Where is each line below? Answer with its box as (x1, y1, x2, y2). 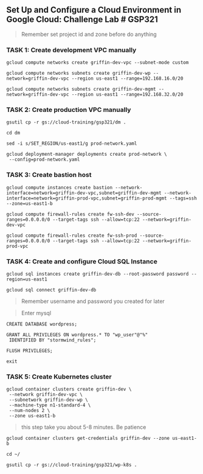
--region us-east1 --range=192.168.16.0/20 (71, 75, 184, 82)
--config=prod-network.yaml (9, 156, 80, 163)
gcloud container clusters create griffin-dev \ (6, 386, 132, 392)
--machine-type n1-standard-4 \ (9, 402, 91, 408)
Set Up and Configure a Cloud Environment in (6, 5, 182, 15)
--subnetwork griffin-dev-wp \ (9, 397, 88, 403)
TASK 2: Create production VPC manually (6, 106, 131, 114)
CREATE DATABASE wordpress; (6, 321, 78, 327)
